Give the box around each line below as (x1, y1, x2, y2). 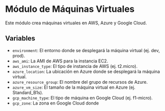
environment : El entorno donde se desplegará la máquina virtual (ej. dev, (12, 47, 160, 53)
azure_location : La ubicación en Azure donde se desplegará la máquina (12, 68, 160, 74)
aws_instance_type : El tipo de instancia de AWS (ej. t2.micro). (12, 63, 138, 69)
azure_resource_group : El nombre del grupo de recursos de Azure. (12, 79, 148, 85)
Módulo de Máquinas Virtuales (5, 3, 135, 15)
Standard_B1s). (12, 89, 43, 95)
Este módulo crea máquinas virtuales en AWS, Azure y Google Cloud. (5, 20, 147, 26)
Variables (5, 34, 36, 43)
